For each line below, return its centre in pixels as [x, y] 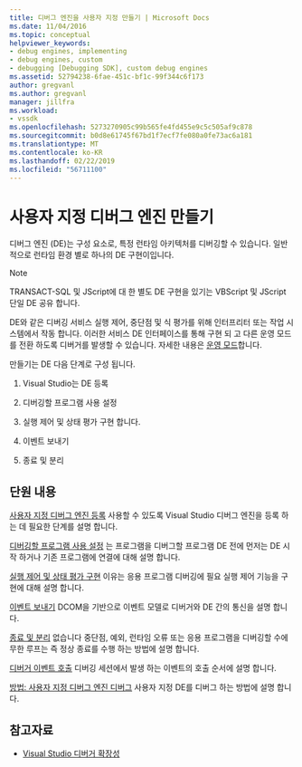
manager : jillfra [42, 102]
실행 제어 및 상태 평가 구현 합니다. [81, 422]
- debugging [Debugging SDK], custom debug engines [109, 69]
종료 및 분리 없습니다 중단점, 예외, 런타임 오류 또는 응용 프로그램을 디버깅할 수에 [149, 638]
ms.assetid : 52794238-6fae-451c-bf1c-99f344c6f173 [107, 77]
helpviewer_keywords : [50, 43]
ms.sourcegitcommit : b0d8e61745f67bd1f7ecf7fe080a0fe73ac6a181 [131, 136]
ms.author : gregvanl [48, 93]
